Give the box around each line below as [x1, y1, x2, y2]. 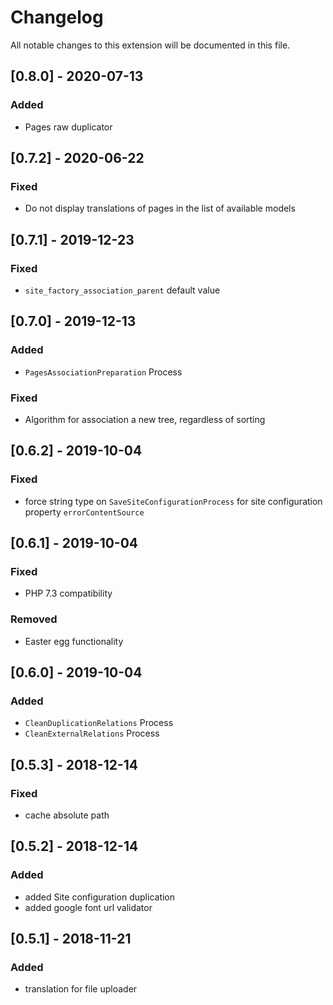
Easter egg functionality [24, 635, 124, 647]
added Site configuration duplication [24, 891, 176, 903]
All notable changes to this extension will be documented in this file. [10, 39, 291, 51]
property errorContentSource [24, 506, 145, 518]
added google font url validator [24, 901, 153, 913]
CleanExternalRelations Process [24, 727, 160, 740]
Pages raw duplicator [24, 121, 113, 133]
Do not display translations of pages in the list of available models [24, 202, 296, 215]
